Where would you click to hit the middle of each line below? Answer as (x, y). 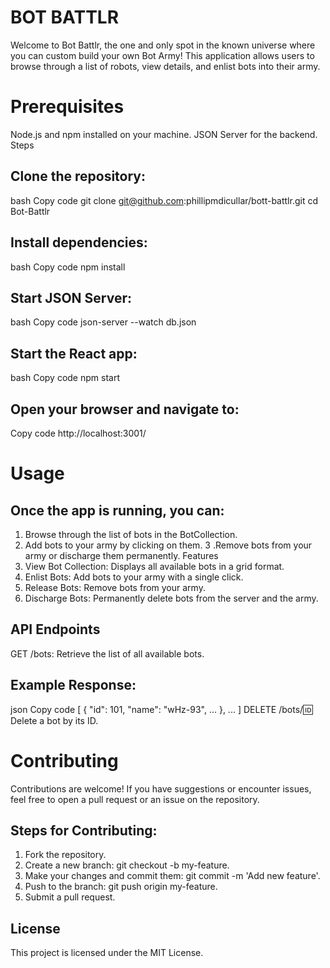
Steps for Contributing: (84, 830)
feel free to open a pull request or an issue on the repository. (135, 799)
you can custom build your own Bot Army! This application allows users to (162, 55)
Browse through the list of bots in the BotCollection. (131, 534)
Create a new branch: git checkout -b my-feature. (127, 865)
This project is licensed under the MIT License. (107, 953)
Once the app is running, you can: (117, 510)
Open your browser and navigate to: (125, 409)
